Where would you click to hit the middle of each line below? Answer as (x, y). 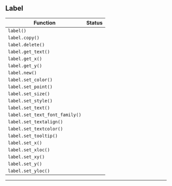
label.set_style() (30, 101)
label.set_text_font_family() (45, 115)
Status (94, 22)
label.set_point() (30, 87)
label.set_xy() (26, 157)
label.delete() (26, 45)
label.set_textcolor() (35, 129)
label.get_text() (29, 51)
